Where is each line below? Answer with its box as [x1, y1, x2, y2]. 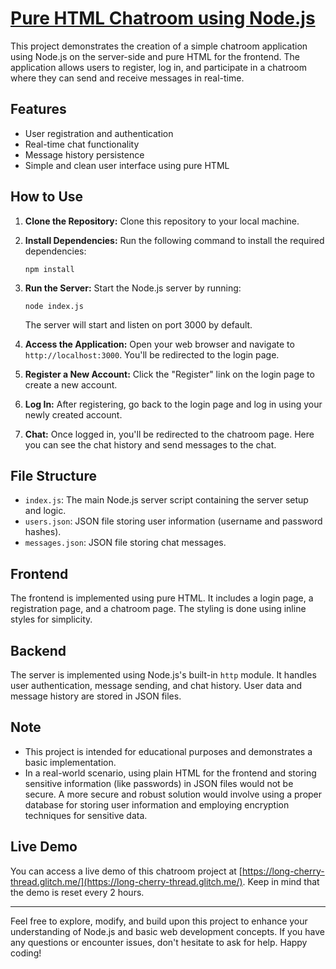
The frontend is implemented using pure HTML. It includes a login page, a [10, 592, 314, 604]
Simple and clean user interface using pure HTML [24, 159, 230, 171]
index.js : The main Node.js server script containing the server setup [24, 494, 309, 506]
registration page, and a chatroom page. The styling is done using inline [10, 603, 307, 615]
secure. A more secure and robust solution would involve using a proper [24, 788, 323, 800]
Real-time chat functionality [24, 138, 140, 150]
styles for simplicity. [10, 613, 93, 626]
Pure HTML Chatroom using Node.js [10, 7, 316, 30]
